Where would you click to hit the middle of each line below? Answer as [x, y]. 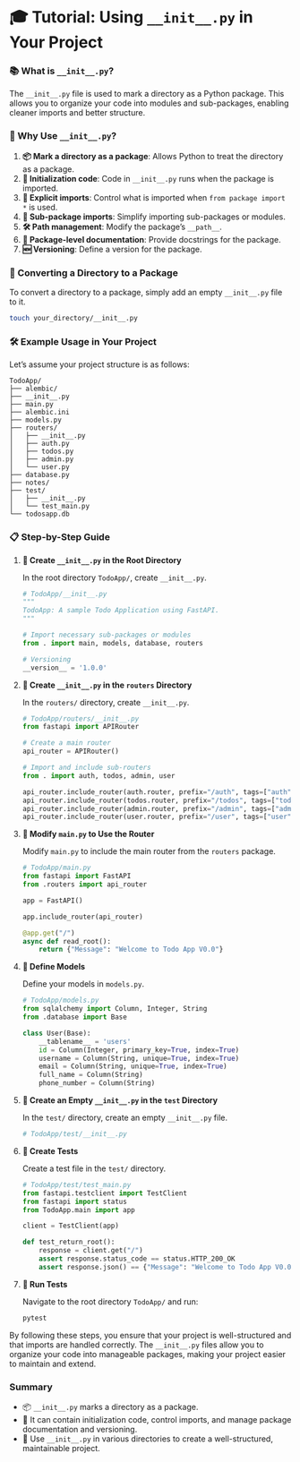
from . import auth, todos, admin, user [99, 775]
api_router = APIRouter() [70, 752]
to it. [17, 302]
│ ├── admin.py [42, 459]
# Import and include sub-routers [86, 768]
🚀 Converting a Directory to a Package [94, 272]
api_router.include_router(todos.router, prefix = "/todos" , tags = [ [149, 800]
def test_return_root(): [69, 1242]
